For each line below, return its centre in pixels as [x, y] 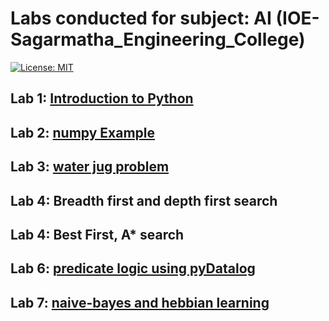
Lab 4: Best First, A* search [97, 234]
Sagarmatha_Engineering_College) [158, 39]
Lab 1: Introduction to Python [102, 98]
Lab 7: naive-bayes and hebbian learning [140, 302]
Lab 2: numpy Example [82, 132]
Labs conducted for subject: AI [141, 18]
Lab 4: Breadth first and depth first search [144, 200]
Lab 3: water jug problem [90, 167]
